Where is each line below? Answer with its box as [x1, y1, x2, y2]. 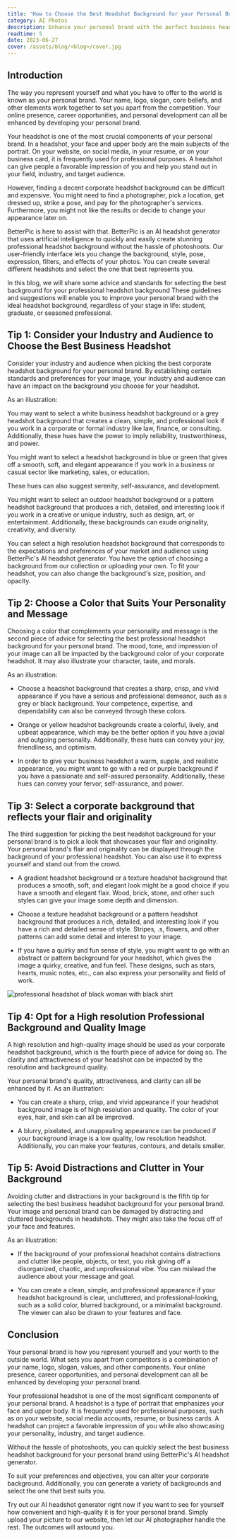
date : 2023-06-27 [7, 37, 59, 44]
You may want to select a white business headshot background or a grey [7, 408, 219, 418]
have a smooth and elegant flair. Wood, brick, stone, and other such [17, 889, 215, 897]
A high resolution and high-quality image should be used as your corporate [7, 1040, 226, 1049]
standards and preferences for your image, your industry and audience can [7, 374, 226, 382]
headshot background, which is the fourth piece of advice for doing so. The [7, 1048, 227, 1057]
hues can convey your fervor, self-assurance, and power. [17, 779, 184, 788]
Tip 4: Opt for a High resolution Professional [7, 1010, 205, 1023]
